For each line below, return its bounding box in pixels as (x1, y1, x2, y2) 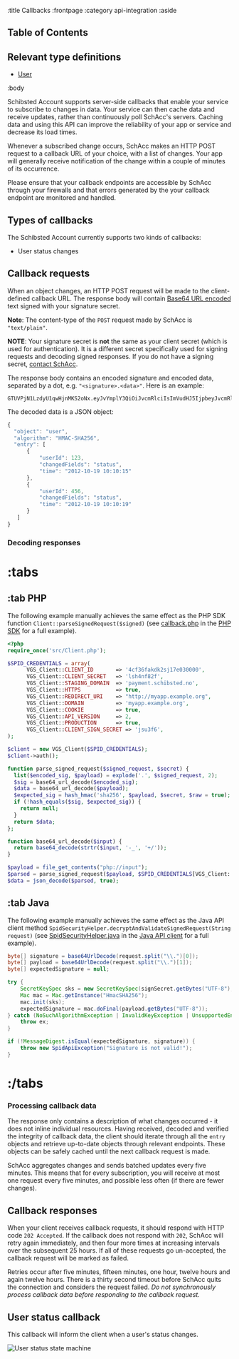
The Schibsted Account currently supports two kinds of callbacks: (7, 233, 201, 242)
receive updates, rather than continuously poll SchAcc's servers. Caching (7, 113, 223, 121)
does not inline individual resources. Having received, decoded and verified (7, 1124, 229, 1133)
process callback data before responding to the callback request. (7, 1290, 201, 1299)
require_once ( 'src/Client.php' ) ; (7, 647, 107, 654)
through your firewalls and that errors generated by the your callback (7, 186, 210, 195)
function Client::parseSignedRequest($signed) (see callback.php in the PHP (7, 619, 231, 627)
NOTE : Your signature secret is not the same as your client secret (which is (7, 337, 228, 345)
